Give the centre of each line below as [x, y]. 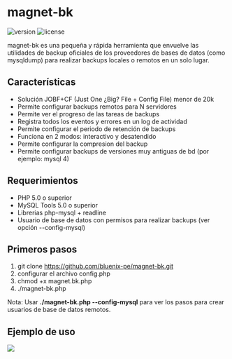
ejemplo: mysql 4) [43, 158]
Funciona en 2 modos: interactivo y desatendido [87, 136]
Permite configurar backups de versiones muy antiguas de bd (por [113, 151]
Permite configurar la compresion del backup [82, 144]
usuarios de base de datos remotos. [59, 310]
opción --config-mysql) [51, 227]
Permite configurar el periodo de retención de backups [96, 129]
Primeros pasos [42, 249]
